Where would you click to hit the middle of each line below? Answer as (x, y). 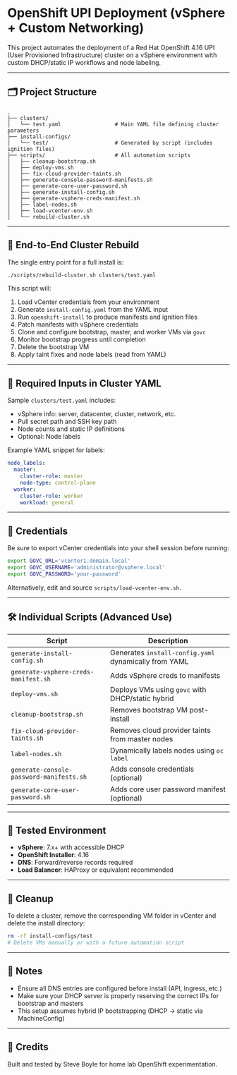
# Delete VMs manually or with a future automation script (96, 943)
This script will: (29, 289)
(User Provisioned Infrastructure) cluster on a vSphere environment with (112, 55)
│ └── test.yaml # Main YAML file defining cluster (113, 124)
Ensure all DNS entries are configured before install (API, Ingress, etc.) (120, 988)
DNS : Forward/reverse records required (75, 863)
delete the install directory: (46, 923)
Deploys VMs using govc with (158, 689)
